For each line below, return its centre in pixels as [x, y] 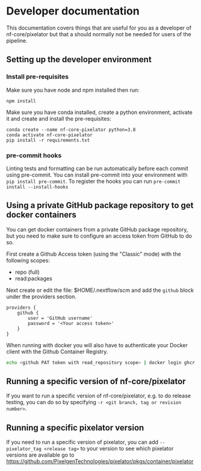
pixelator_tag [24, 449]
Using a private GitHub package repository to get [100, 205]
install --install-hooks [37, 187]
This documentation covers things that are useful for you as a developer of [99, 28]
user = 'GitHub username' [60, 318]
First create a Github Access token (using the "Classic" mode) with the [94, 254]
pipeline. [17, 40]
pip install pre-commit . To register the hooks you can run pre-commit [93, 181]
